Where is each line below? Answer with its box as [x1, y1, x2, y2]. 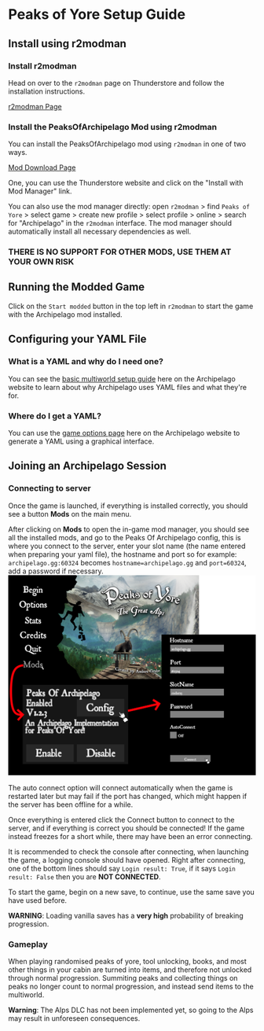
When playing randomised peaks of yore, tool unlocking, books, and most [8, 956, 247, 966]
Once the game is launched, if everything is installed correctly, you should [8, 501, 248, 510]
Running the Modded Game [8, 281, 145, 294]
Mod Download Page [8, 163, 76, 172]
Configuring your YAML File [8, 333, 147, 346]
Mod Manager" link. [8, 186, 72, 196]
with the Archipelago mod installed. [8, 309, 123, 319]
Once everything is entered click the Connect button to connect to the [8, 815, 235, 824]
